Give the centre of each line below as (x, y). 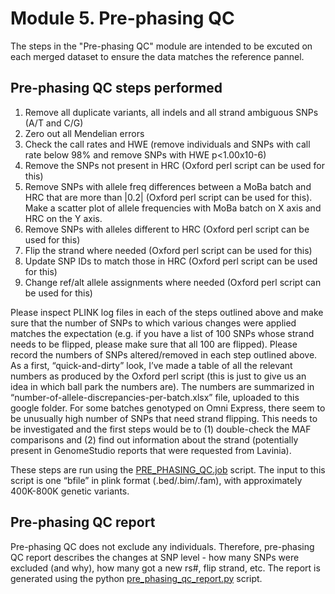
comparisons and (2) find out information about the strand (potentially (154, 439)
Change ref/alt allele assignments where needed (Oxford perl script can (173, 282)
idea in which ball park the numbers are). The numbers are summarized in (162, 386)
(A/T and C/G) (54, 123)
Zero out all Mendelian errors (84, 133)
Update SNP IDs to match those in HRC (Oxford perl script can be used (171, 261)
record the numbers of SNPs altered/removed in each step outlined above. (164, 354)
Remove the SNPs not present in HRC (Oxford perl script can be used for (174, 165)
